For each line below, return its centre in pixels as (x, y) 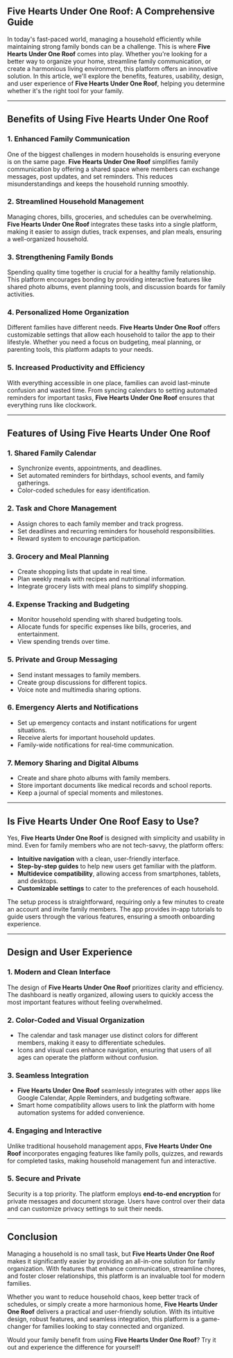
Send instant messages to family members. (79, 674)
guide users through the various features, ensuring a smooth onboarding (111, 916)
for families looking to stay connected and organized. (109, 1326)
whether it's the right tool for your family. (66, 90)
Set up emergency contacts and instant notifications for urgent (107, 722)
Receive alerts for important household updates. (86, 737)
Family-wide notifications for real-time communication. (96, 745)
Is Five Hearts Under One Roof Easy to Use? (103, 821)
